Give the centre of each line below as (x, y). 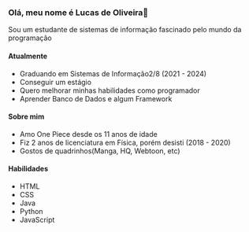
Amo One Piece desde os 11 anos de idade (88, 134)
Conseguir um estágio (56, 82)
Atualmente (28, 56)
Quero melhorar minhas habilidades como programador (110, 90)
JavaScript (37, 219)
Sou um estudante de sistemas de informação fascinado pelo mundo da (125, 30)
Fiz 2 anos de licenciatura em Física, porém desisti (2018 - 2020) (125, 142)
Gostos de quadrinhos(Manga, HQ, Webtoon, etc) (100, 151)
